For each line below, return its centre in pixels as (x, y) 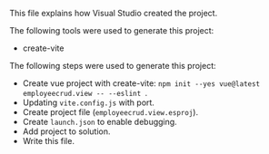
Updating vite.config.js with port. (88, 102)
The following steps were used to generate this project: (113, 66)
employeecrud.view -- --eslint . (85, 93)
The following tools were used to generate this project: (112, 30)
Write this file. (49, 141)
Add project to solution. (66, 131)
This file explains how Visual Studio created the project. (114, 13)
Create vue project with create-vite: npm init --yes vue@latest (141, 83)
